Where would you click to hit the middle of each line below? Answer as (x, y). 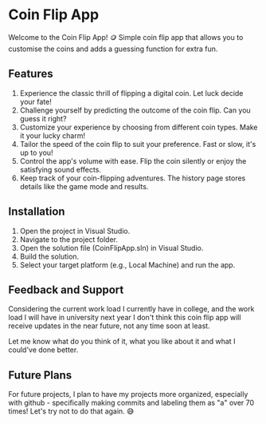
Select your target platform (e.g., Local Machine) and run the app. (127, 264)
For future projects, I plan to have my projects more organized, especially (128, 394)
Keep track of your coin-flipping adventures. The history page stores (133, 178)
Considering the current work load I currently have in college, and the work (131, 309)
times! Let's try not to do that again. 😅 (71, 411)
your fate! (35, 101)
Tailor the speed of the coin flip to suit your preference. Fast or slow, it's (138, 144)
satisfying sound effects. (61, 169)
